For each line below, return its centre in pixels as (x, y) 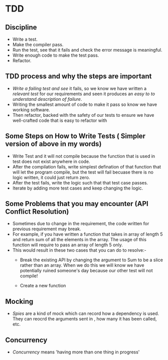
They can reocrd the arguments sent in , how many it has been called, (85, 319)
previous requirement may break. (47, 229)
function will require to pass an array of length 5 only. (67, 245)
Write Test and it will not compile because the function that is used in (84, 156)
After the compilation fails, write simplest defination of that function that (87, 166)
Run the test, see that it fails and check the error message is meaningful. (87, 50)
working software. (31, 110)
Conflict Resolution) (37, 212)
